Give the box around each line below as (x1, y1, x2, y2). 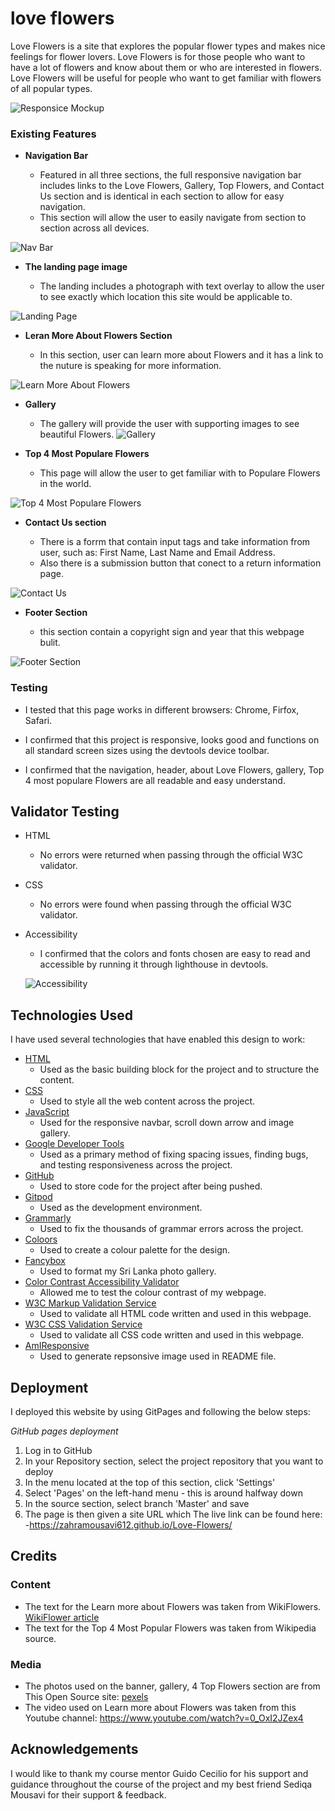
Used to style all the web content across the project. (39, 1095, 256, 1107)
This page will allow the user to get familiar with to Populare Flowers (39, 467, 321, 479)
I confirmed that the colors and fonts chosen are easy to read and (39, 948, 311, 960)
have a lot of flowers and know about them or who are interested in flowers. (10, 61, 322, 73)
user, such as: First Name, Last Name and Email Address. (39, 547, 276, 559)
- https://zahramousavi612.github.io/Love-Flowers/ (24, 1518, 233, 1531)
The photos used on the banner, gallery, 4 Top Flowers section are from (24, 1680, 321, 1692)
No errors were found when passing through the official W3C (39, 898, 292, 911)
